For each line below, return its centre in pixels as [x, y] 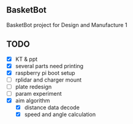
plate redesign [33, 87]
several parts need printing [49, 66]
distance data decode [52, 107]
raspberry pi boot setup [45, 72]
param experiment [38, 93]
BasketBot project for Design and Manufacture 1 [67, 25]
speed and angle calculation [60, 114]
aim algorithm [32, 100]
